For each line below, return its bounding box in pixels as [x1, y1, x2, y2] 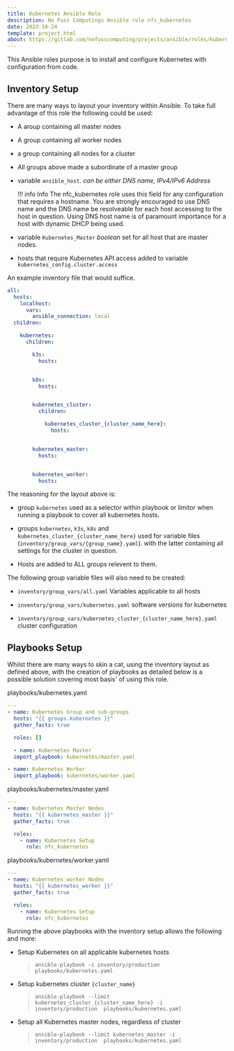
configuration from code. [7, 63, 79, 71]
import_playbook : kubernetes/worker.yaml [13, 772, 136, 780]
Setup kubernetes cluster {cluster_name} [17, 980, 136, 988]
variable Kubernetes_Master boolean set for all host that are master [17, 233, 208, 241]
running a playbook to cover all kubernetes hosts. [17, 511, 160, 520]
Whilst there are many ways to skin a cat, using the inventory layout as [7, 660, 210, 669]
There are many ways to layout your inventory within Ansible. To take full [7, 101, 216, 109]
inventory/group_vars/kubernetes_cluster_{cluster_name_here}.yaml [17, 615, 217, 623]
